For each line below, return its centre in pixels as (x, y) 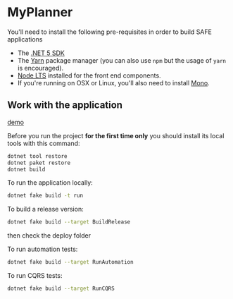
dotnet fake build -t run (45, 196)
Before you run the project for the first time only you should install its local (116, 135)
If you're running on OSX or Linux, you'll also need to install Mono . (113, 83)
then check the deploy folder (49, 236)
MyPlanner (40, 12)
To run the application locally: (50, 183)
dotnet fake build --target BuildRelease (69, 222)
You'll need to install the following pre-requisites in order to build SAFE (110, 32)
